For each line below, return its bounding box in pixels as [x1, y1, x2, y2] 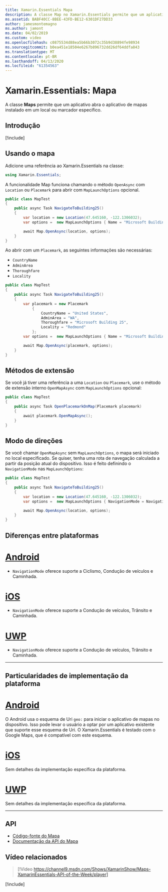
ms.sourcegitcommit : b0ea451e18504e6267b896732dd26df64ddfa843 [5, 45, 140, 50]
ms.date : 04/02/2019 [5, 31, 48, 36]
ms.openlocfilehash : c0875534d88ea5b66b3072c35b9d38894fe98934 [5, 40, 140, 45]
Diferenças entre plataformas [5, 531, 99, 540]
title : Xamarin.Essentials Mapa [5, 7, 72, 13]
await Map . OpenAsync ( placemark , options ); [23, 343, 113, 348]
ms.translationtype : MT [5, 49, 55, 54]
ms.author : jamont [5, 26, 43, 31]
